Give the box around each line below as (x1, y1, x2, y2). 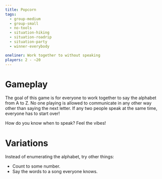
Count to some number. (12, 163, 61, 169)
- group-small (9, 21, 39, 26)
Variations (5, 138, 48, 148)
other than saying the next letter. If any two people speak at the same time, (5, 106, 158, 111)
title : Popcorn (5, 7, 37, 12)
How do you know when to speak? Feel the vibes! (5, 120, 106, 126)
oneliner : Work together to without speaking (5, 53, 100, 58)
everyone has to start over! (5, 110, 60, 116)
